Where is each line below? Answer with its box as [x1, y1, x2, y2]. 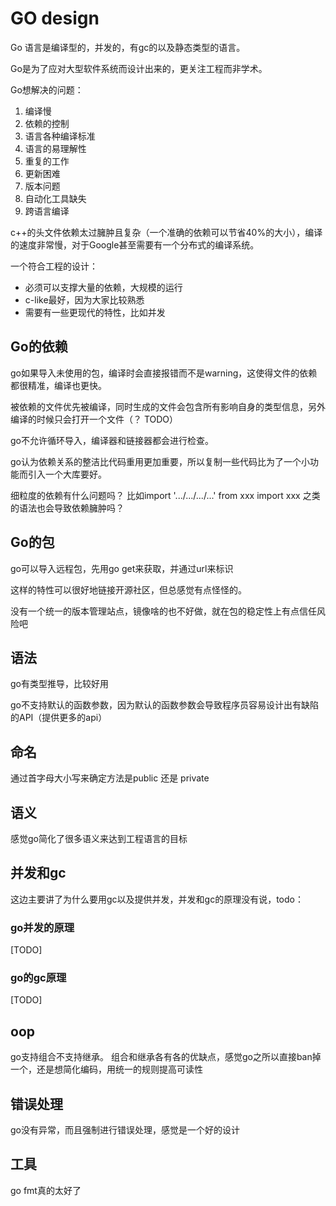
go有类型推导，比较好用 [10, 678, 109, 690]
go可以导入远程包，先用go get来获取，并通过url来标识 [10, 562, 234, 574]
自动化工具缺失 [24, 192, 87, 204]
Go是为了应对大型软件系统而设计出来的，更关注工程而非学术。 [10, 62, 268, 74]
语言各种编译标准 [24, 130, 96, 142]
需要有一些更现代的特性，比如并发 [24, 306, 166, 318]
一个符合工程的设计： [10, 260, 98, 272]
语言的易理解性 [24, 142, 87, 154]
